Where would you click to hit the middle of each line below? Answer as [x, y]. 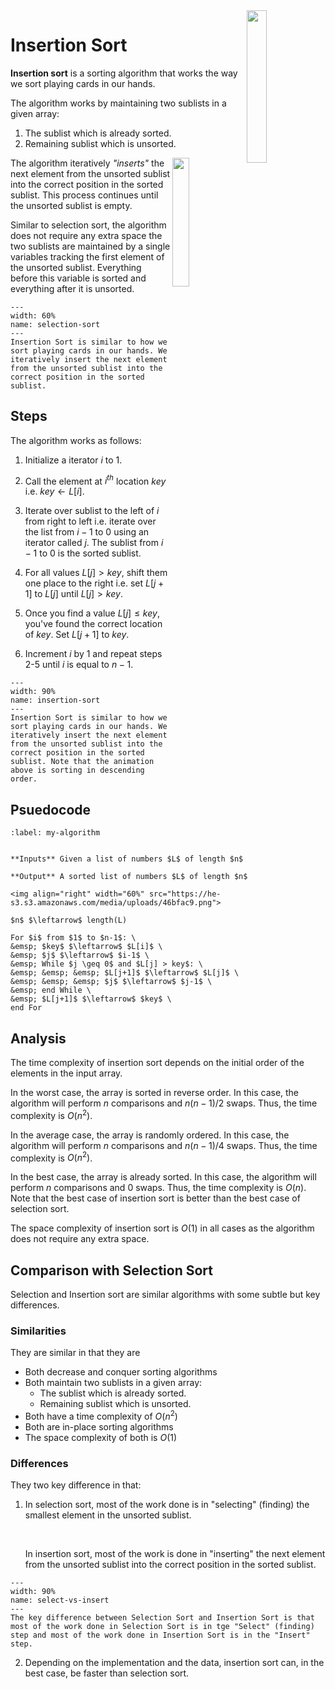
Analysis [38, 1038]
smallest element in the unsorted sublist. [108, 1515]
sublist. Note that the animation [82, 762]
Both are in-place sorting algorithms [99, 1427]
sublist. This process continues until [84, 195]
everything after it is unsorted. [72, 288]
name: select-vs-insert [60, 1600]
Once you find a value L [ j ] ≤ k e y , [92, 613]
